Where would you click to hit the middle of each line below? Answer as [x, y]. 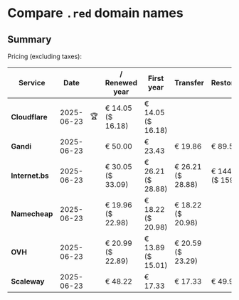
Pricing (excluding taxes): [45, 56]
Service [32, 83]
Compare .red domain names [95, 13]
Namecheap [32, 214]
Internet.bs [30, 176]
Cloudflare [29, 117]
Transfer [189, 83]
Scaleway [28, 281]
